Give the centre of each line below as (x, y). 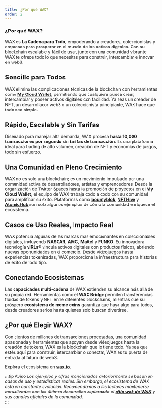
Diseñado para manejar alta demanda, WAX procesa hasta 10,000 (71, 137)
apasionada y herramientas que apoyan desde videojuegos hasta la (72, 342)
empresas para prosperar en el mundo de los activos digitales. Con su (75, 47)
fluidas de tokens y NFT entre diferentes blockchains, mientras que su (75, 299)
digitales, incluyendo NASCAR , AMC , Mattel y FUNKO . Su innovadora (75, 242)
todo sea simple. (22, 110)
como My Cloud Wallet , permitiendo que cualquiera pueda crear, (70, 94)
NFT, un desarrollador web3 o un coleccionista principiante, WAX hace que (80, 104)
